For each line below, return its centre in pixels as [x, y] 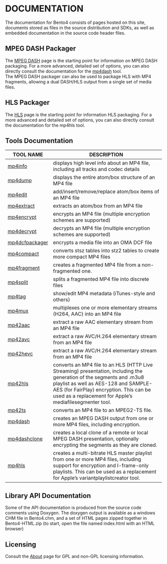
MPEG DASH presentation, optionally [96, 439]
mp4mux [18, 311]
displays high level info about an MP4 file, [101, 163]
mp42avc [19, 339]
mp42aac [19, 325]
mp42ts [17, 410]
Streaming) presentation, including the [98, 371]
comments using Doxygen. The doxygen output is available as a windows [80, 513]
